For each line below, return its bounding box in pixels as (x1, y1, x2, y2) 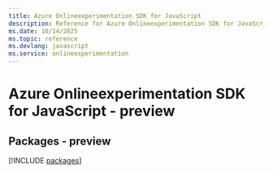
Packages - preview (8, 134, 111, 148)
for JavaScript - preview (8, 102, 175, 120)
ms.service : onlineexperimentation (8, 50, 129, 58)
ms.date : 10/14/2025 (8, 27, 79, 35)
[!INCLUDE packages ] (8, 156, 82, 165)
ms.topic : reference (8, 34, 79, 43)
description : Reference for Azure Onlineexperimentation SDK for (8, 19, 234, 28)
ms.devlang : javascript (8, 42, 89, 50)
